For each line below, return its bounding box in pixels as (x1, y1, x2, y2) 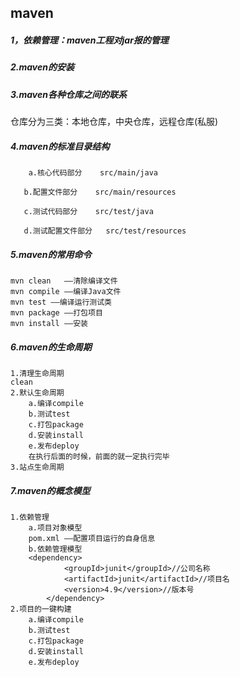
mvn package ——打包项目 (10, 308, 103, 318)
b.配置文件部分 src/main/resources (23, 187, 177, 198)
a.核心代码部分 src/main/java (28, 168, 159, 178)
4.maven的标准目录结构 (10, 140, 110, 152)
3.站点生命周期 (10, 462, 65, 473)
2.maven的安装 (10, 61, 75, 73)
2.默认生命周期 (10, 388, 65, 398)
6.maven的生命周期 (10, 341, 92, 353)
